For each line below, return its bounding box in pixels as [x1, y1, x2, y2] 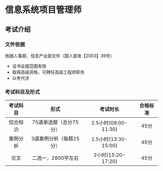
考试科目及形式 [5, 88, 40, 95]
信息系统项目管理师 [5, 4, 82, 16]
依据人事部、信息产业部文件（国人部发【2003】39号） [5, 53, 115, 59]
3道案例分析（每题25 [31, 135, 80, 142]
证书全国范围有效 [12, 63, 47, 69]
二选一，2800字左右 [32, 155, 79, 161]
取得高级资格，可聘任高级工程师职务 [12, 69, 85, 75]
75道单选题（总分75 [32, 119, 79, 126]
